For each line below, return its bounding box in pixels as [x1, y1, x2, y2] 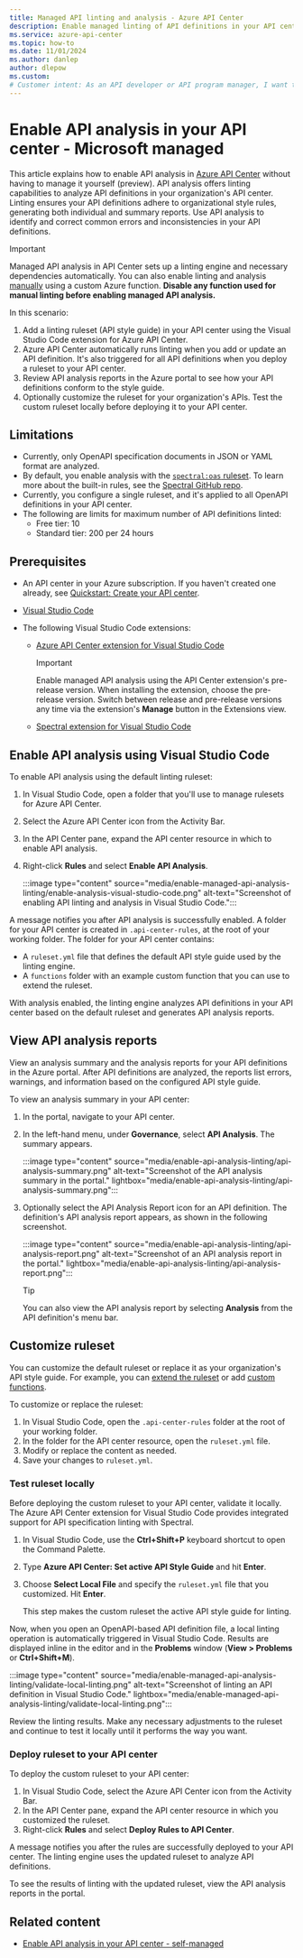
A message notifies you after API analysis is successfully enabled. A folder [9, 915, 287, 925]
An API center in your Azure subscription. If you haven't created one [22, 578, 277, 589]
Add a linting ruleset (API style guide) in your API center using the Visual [22, 324, 291, 335]
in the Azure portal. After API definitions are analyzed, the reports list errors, [9, 1067, 292, 1077]
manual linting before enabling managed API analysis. [9, 290, 216, 300]
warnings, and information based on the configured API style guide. [9, 1076, 262, 1087]
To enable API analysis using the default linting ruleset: [9, 771, 214, 781]
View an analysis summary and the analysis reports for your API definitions [9, 1057, 288, 1067]
